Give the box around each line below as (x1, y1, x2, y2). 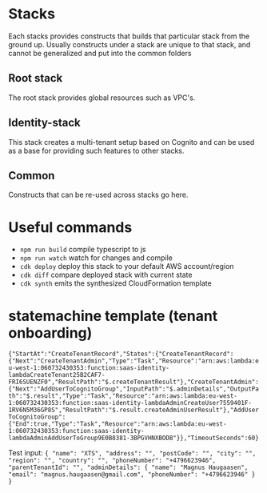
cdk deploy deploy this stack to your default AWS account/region (19, 262, 234, 271)
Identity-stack (8, 116, 82, 130)
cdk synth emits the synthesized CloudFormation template (19, 279, 212, 288)
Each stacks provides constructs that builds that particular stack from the (8, 31, 250, 41)
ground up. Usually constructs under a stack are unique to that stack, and (8, 39, 251, 49)
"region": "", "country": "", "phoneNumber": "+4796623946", (8, 457, 217, 465)
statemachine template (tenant (8, 307, 218, 325)
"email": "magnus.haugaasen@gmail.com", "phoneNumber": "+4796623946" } (8, 471, 256, 479)
